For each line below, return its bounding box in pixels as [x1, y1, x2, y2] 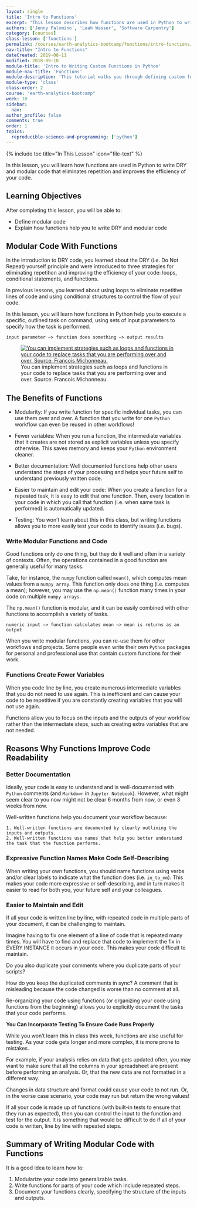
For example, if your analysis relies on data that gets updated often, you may [6, 1056, 191, 1063]
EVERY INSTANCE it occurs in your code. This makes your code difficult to [6, 944, 186, 951]
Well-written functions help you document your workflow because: [6, 814, 168, 821]
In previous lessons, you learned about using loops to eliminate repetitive [6, 287, 183, 294]
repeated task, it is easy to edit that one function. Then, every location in [14, 492, 190, 499]
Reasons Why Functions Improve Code [6, 743, 151, 754]
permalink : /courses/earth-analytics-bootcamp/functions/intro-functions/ [6, 42, 193, 48]
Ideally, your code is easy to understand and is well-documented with [6, 784, 174, 791]
